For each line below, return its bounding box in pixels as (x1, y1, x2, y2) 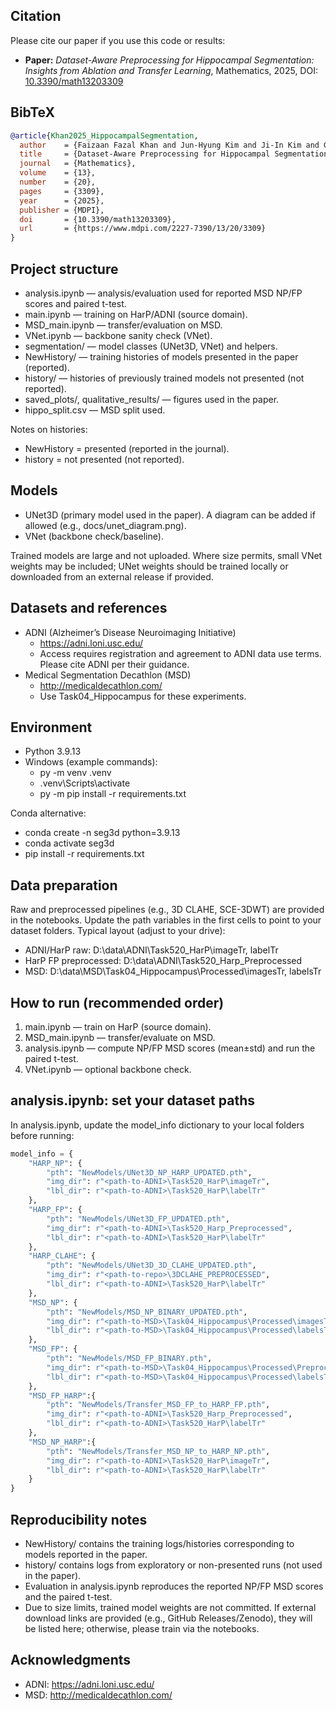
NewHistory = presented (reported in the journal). (24, 442, 230, 454)
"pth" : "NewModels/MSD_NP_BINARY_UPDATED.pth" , (46, 1307, 248, 1317)
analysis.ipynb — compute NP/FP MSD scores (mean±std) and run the (24, 1042, 316, 1054)
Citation (10, 8, 62, 25)
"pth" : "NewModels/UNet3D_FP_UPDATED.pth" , (46, 1214, 230, 1224)
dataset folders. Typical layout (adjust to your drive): (10, 925, 226, 937)
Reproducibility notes (10, 1511, 148, 1528)
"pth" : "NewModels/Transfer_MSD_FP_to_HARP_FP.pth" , (46, 1400, 271, 1410)
